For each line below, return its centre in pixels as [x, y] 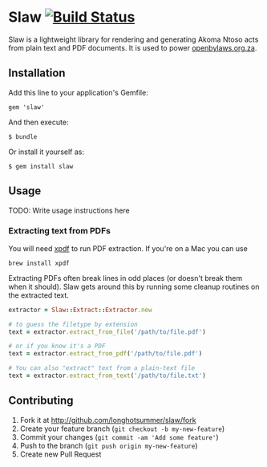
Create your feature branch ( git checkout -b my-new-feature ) [122, 428]
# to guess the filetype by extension [73, 324]
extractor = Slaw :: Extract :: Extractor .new [80, 310]
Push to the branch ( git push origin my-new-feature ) [109, 445]
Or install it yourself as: [46, 152]
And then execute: [38, 122]
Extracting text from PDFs [59, 231]
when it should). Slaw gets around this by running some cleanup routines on [134, 286]
